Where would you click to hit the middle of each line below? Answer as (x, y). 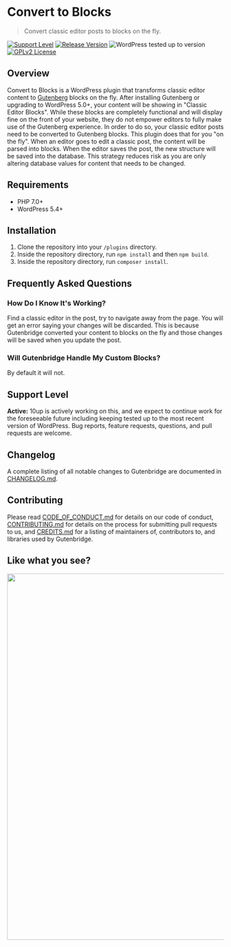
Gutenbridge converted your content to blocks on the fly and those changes (115, 333)
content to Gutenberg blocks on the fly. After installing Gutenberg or (103, 97)
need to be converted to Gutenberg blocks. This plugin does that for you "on (115, 134)
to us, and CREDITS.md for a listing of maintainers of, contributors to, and (111, 531)
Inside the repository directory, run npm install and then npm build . (113, 254)
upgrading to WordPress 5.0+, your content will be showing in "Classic (107, 105)
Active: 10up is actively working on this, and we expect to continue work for (115, 411)
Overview (29, 73)
